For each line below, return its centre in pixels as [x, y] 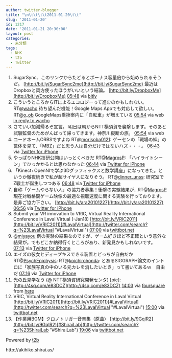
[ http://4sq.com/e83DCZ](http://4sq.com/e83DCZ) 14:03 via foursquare [89, 286]
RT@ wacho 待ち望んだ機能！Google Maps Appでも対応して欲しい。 [85, 108]
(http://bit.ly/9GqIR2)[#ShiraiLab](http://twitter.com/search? [76, 325]
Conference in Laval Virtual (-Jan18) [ [52, 219]
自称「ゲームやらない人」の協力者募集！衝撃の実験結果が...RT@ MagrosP [90, 190]
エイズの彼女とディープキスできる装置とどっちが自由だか [73, 254]
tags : [11, 48]
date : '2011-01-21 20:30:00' [37, 29]
